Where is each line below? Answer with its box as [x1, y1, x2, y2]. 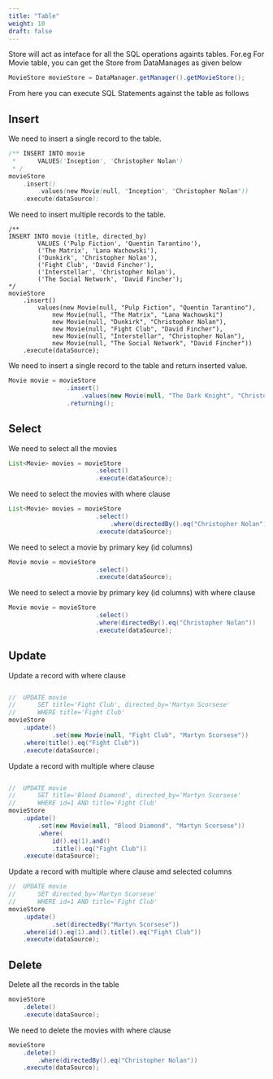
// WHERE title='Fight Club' [8, 708, 126, 717]
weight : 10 [8, 20, 45, 28]
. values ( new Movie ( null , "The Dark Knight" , [80, 392, 234, 400]
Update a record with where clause [8, 670, 126, 680]
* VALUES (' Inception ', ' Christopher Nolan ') [11, 156, 184, 165]
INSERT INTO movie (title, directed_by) [8, 233, 148, 241]
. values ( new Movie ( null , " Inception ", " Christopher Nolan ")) [37, 187, 249, 195]
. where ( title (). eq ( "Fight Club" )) [23, 739, 140, 747]
